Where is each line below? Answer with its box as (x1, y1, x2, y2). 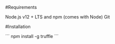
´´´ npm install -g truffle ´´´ (5, 33, 59, 39)
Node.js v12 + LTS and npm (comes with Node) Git (5, 14, 110, 19)
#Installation (5, 23, 31, 29)
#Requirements (5, 4, 37, 10)
